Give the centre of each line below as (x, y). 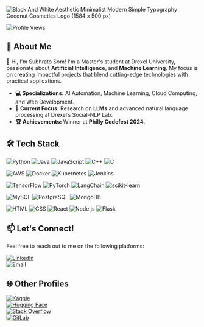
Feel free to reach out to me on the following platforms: (76, 246)
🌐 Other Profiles (37, 283)
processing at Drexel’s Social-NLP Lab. (64, 114)
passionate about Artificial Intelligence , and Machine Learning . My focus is (102, 68)
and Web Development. (44, 102)
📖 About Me (29, 47)
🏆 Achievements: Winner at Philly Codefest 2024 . (80, 121)
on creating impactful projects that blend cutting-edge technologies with (97, 74)
